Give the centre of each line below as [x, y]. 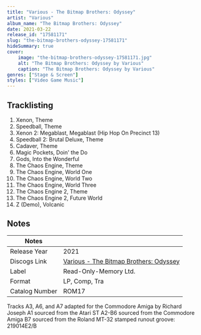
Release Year [29, 251]
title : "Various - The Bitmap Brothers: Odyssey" [71, 12]
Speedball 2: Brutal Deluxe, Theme [59, 139]
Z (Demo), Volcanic [40, 204]
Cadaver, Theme [37, 146]
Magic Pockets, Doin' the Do [52, 152]
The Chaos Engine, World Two [54, 178]
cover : [15, 52]
